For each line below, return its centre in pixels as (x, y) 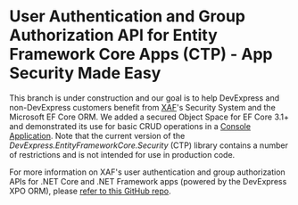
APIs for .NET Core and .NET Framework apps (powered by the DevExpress (148, 181)
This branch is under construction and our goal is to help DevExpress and (145, 98)
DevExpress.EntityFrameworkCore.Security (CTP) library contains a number (149, 145)
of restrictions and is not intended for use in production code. (122, 154)
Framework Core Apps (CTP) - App (141, 54)
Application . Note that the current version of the (97, 135)
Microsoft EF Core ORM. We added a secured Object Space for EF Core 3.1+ (149, 117)
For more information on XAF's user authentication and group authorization (147, 172)
